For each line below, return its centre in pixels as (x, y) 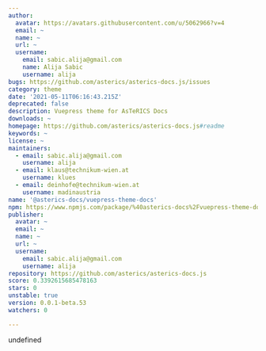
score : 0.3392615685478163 (53, 281)
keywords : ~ (28, 133)
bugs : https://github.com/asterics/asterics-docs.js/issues (110, 82)
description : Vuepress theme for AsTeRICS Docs (88, 112)
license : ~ (26, 141)
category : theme (35, 89)
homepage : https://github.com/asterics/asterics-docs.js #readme (116, 126)
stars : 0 (23, 288)
